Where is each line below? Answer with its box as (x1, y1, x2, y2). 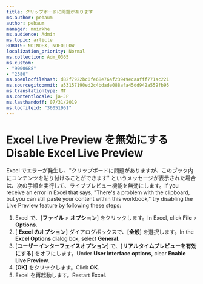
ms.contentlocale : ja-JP (6, 93, 69, 100)
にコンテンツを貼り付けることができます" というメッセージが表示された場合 (6, 174, 196, 182)
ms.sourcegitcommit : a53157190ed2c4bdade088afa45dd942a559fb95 (6, 83, 170, 89)
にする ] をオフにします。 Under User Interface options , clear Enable (15, 250, 186, 257)
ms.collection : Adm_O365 (6, 54, 69, 60)
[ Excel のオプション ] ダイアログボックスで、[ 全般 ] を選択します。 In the (15, 228, 194, 235)
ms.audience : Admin (6, 32, 56, 38)
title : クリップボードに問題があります (6, 8, 93, 15)
